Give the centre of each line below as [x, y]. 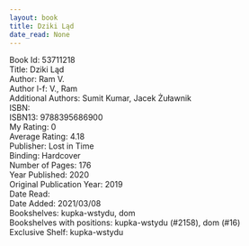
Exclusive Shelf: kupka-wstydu [67, 232]
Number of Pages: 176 [50, 165]
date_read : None [40, 34]
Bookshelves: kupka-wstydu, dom [72, 214]
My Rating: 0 [33, 127]
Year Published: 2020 [49, 175]
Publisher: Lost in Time [52, 146]
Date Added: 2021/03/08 [55, 204]
